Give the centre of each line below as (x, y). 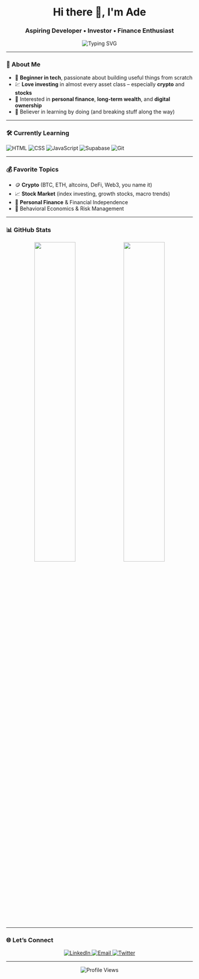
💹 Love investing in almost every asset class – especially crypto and (99, 84)
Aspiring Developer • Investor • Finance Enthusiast (99, 31)
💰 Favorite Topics (33, 169)
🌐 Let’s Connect (30, 940)
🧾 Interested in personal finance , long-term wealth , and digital (92, 99)
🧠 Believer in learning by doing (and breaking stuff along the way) (95, 112)
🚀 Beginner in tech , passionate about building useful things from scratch (103, 77)
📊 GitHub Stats (29, 230)
